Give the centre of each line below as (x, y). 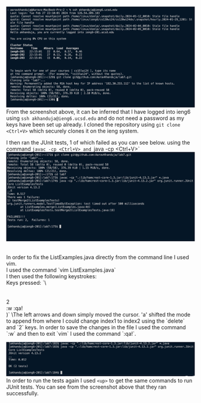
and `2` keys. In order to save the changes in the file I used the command (96, 327)
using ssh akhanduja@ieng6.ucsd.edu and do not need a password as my (95, 118)
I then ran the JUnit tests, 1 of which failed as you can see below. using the (98, 142)
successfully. (22, 393)
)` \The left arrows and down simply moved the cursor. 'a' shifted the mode (98, 315)
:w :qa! (14, 308)
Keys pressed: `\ (26, 283)
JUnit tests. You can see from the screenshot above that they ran (86, 387)
